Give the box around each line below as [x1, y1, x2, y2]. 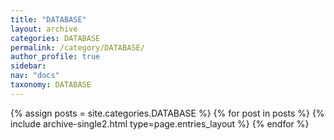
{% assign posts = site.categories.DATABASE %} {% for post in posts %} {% [10, 107, 325, 119]
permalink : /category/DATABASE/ [10, 42, 145, 53]
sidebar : [10, 61, 47, 71]
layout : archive [10, 24, 78, 34]
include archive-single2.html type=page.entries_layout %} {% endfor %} [10, 117, 310, 130]
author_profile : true [10, 52, 101, 62]
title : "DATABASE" [10, 14, 87, 25]
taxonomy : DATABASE [10, 80, 92, 90]
